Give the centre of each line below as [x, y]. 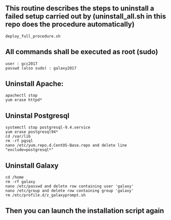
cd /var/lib [18, 137]
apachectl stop [22, 96]
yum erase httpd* [24, 100]
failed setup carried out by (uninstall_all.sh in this [86, 17]
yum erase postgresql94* [32, 132]
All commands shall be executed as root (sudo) [82, 52]
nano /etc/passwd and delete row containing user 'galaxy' [70, 186]
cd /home [15, 178]
